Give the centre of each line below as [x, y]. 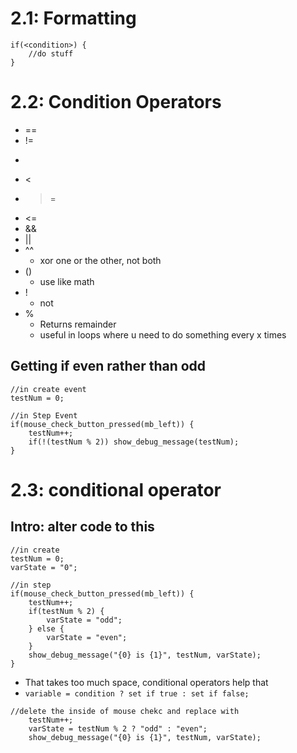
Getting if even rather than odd [108, 366]
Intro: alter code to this [82, 527]
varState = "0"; [44, 567]
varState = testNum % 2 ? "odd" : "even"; [118, 728]
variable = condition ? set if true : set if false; [137, 693]
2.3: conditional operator [116, 489]
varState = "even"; [87, 637]
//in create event [48, 389]
